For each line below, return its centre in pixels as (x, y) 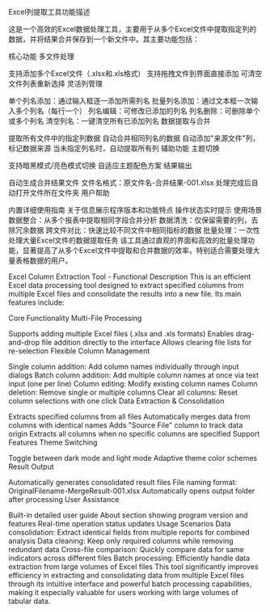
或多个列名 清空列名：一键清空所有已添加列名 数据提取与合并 (110, 121)
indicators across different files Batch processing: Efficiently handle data (129, 558)
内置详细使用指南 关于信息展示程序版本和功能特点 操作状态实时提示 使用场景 (135, 210)
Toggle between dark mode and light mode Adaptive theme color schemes (133, 458)
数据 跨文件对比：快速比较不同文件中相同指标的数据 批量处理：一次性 (145, 230)
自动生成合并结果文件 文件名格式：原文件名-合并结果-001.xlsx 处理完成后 (130, 183)
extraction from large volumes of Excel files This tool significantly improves (133, 567)
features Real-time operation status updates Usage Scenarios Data (120, 523)
